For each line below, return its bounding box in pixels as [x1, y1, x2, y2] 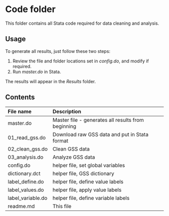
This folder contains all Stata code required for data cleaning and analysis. [5, 20, 159, 26]
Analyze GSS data [52, 154, 96, 161]
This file [52, 202, 72, 209]
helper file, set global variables [52, 162, 125, 169]
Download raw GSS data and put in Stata [52, 131, 149, 138]
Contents [5, 93, 35, 102]
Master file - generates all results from [52, 116, 144, 123]
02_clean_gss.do [8, 145, 48, 152]
